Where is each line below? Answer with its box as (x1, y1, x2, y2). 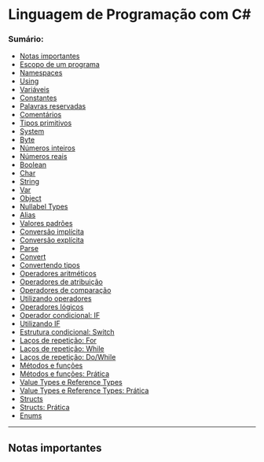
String (19, 177, 40, 187)
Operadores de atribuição (19, 277, 104, 286)
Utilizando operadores (19, 294, 92, 304)
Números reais (19, 152, 68, 161)
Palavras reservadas (19, 102, 86, 111)
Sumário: (8, 34, 44, 45)
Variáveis (19, 85, 49, 94)
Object (19, 194, 42, 203)
